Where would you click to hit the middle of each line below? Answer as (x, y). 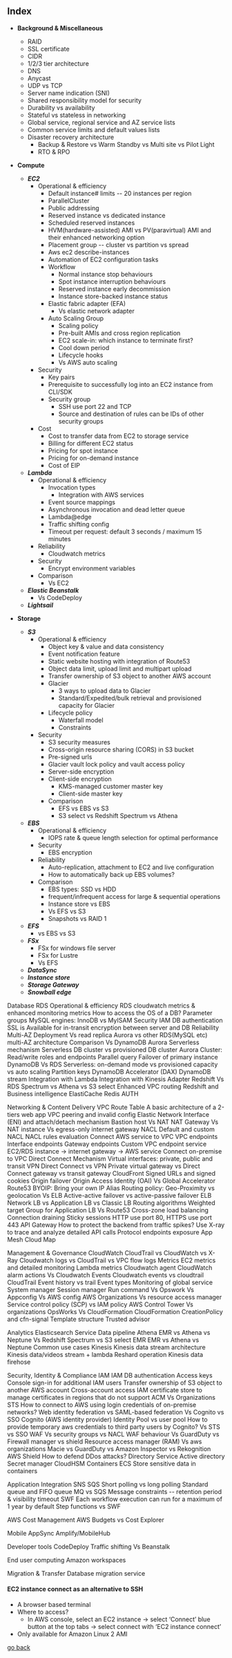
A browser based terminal (54, 1605)
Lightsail (40, 605)
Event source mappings (82, 502)
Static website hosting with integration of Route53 (119, 661)
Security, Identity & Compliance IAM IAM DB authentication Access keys (110, 1375)
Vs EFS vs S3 (67, 911)
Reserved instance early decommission (114, 289)
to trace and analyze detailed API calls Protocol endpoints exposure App (110, 1232)
